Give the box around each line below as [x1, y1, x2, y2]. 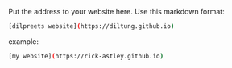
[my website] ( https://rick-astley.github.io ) [8, 52, 164, 60]
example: [8, 36, 39, 46]
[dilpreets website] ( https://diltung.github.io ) [8, 22, 175, 30]
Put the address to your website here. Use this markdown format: [8, 7, 225, 16]
